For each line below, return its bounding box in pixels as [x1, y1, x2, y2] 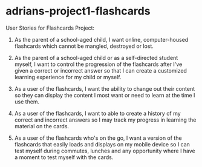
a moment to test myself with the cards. [14, 153, 114, 161]
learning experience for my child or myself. [14, 73, 122, 80]
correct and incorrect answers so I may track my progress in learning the [14, 116, 197, 123]
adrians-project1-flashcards [5, 4, 151, 18]
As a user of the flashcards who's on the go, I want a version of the [14, 134, 182, 142]
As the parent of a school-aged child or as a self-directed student [14, 54, 178, 61]
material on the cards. [14, 122, 70, 129]
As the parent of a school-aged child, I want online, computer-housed [14, 36, 189, 43]
